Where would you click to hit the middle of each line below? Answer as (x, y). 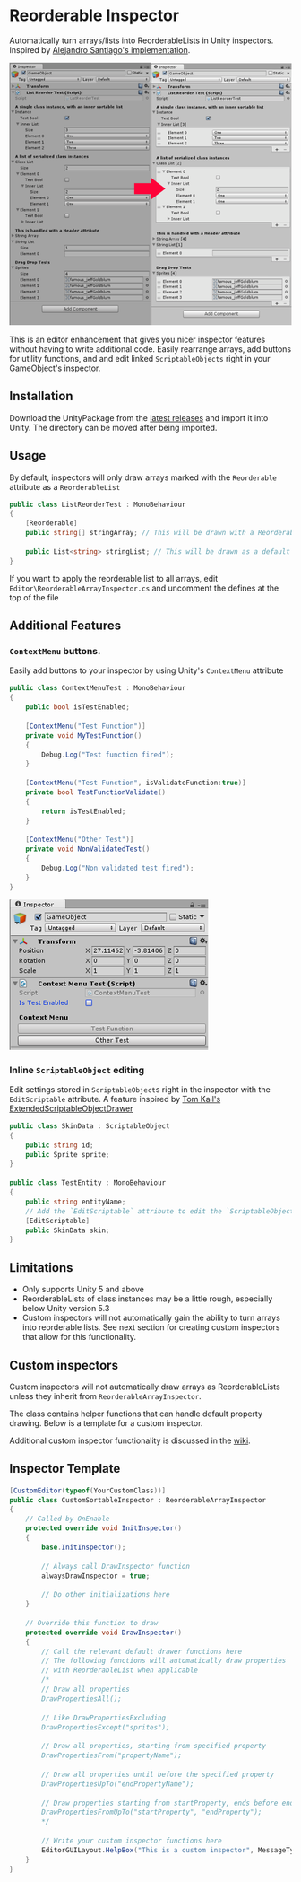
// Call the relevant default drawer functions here (142, 1651)
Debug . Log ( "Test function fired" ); (108, 755)
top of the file (34, 597)
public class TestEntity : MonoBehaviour (88, 1183)
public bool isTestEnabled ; (77, 707)
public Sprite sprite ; (68, 1154)
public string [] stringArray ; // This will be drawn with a (140, 533)
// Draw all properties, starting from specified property (154, 1746)
